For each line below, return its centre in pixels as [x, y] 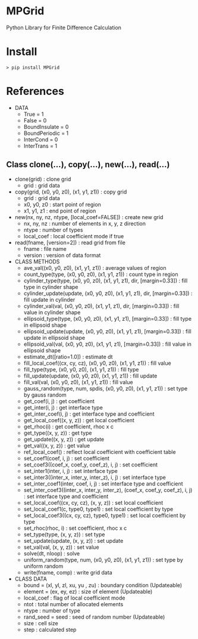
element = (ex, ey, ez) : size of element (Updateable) [88, 591]
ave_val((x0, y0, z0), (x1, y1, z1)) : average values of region [95, 268]
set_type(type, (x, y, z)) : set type [64, 534]
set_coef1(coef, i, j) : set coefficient [67, 458]
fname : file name [45, 248]
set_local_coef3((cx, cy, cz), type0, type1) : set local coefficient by [105, 515]
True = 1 [34, 114]
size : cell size [41, 623]
